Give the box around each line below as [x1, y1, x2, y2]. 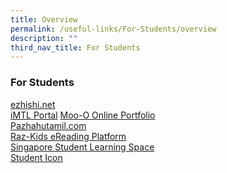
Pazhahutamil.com [10, 119, 87, 131]
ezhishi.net [10, 98, 56, 110]
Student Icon [10, 151, 63, 163]
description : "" [10, 33, 78, 43]
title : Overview [10, 14, 78, 25]
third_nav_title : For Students [10, 42, 141, 53]
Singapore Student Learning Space [10, 141, 155, 153]
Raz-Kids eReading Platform [10, 130, 127, 142]
